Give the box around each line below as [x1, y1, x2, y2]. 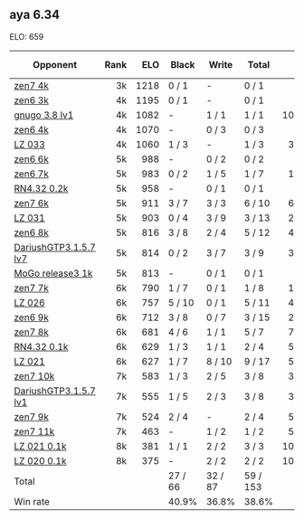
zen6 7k [14, 167, 50, 180]
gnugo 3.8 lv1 [14, 109, 74, 121]
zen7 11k [14, 425, 55, 438]
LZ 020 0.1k [14, 454, 67, 467]
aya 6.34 [9, 7, 61, 23]
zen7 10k [14, 370, 55, 383]
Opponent [33, 58, 77, 71]
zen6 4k [14, 123, 50, 136]
